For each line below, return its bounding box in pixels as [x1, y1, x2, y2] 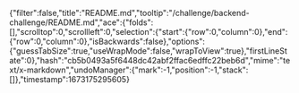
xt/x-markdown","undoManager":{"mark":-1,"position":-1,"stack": [9, 64, 249, 75]
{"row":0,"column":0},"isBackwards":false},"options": [9, 36, 206, 46]
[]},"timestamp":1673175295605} [9, 74, 130, 84]
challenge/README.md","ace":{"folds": [9, 17, 154, 28]
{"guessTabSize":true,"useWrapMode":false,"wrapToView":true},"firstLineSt [9, 46, 288, 56]
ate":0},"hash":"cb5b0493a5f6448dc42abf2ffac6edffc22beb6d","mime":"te [9, 55, 291, 65]
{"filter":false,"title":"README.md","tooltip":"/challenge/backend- [9, 8, 250, 18]
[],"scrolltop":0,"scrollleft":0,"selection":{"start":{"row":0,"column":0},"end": [9, 27, 288, 37]
